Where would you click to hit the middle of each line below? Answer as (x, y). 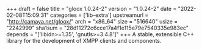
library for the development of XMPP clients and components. (84, 41)
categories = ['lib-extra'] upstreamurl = (99, 15)
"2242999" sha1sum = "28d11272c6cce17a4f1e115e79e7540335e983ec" (98, 28)
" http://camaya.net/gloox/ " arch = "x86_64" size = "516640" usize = (92, 21)
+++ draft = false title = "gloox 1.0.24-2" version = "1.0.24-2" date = (92, 9)
